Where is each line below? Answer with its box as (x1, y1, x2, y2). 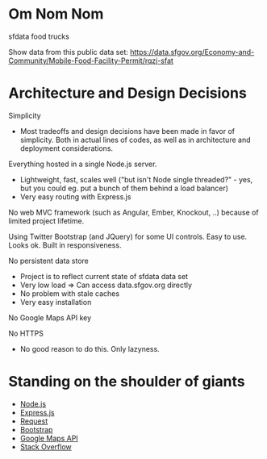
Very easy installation (19, 297, 92, 307)
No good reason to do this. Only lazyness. (19, 344, 160, 353)
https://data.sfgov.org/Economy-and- (130, 47, 255, 56)
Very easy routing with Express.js (19, 191, 131, 202)
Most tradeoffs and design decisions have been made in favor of (19, 126, 236, 136)
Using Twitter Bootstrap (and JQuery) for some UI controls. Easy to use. (8, 232, 248, 241)
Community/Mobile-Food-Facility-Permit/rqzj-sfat (8, 56, 173, 65)
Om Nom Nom (8, 5, 104, 23)
